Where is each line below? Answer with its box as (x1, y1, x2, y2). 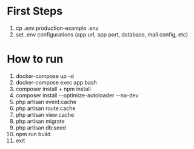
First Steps (7, 4, 63, 18)
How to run (7, 52, 64, 66)
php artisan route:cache (15, 105, 76, 112)
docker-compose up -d (15, 72, 75, 80)
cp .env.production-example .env (15, 24, 99, 32)
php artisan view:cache (15, 111, 75, 118)
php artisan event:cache (15, 98, 76, 105)
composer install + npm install (15, 85, 92, 92)
